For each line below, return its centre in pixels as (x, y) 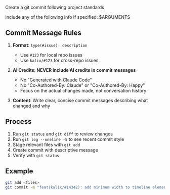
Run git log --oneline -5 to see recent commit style (68, 139)
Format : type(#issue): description (50, 45)
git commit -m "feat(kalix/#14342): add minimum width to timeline (78, 187)
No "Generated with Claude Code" (56, 80)
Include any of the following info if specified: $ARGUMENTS (68, 17)
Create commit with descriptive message (55, 150)
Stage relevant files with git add (46, 144)
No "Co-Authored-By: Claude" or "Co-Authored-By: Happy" (82, 85)
